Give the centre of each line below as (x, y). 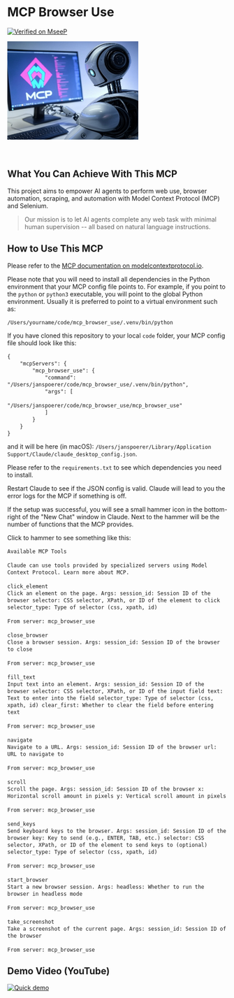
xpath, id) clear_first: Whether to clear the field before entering (111, 705)
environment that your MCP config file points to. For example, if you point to (116, 287)
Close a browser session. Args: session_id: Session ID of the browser (114, 642)
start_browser (28, 880)
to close (20, 649)
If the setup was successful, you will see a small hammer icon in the (105, 509)
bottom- (215, 509)
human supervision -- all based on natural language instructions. (117, 226)
